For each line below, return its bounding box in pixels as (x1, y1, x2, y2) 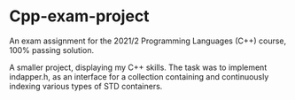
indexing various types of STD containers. (9, 81, 163, 91)
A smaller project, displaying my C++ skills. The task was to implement (9, 62, 268, 73)
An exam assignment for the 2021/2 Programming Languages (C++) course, (9, 35, 287, 46)
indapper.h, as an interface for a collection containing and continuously (9, 71, 269, 81)
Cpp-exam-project (9, 6, 150, 27)
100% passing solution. (9, 44, 95, 55)
